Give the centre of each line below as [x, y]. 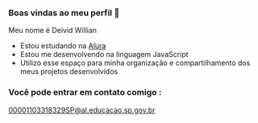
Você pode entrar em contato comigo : [85, 92]
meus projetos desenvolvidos [69, 72]
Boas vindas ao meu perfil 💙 [64, 13]
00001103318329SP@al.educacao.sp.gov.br [82, 110]
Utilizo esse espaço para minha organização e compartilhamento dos [135, 63]
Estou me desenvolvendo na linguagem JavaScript [104, 55]
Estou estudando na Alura [63, 46]
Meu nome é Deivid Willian [53, 31]
